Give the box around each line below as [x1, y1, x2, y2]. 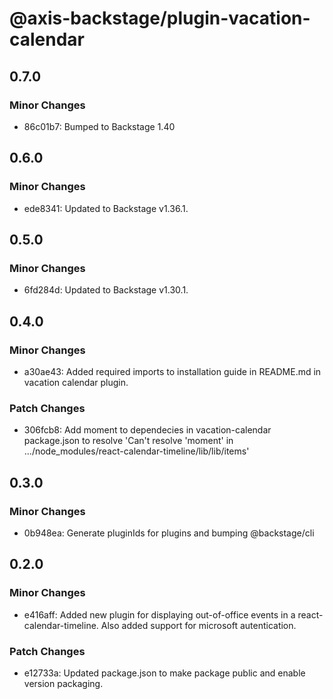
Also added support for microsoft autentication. [100, 619, 297, 631]
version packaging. [23, 677, 104, 689]
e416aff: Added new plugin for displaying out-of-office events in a [23, 608, 296, 621]
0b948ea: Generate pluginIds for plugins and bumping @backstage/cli [23, 527, 315, 539]
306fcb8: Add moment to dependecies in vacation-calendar [23, 424, 272, 436]
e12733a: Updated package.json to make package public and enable [23, 667, 306, 679]
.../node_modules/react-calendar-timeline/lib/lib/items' [23, 445, 250, 457]
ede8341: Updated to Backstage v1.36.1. [23, 202, 189, 214]
